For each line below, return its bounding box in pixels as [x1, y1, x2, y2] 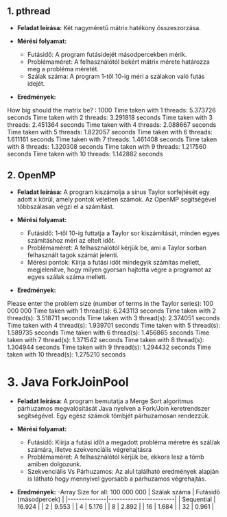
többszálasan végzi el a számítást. [16, 202, 115, 211]
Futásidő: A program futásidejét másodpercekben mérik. [27, 50, 187, 58]
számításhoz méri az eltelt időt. [27, 236, 116, 244]
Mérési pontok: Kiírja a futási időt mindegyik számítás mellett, [27, 258, 201, 266]
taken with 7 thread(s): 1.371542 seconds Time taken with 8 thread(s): [7, 335, 204, 344]
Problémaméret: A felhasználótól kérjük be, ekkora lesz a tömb [27, 453, 204, 461]
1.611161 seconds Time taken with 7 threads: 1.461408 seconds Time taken [7, 135, 217, 143]
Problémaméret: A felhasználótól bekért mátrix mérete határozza [27, 58, 211, 66]
